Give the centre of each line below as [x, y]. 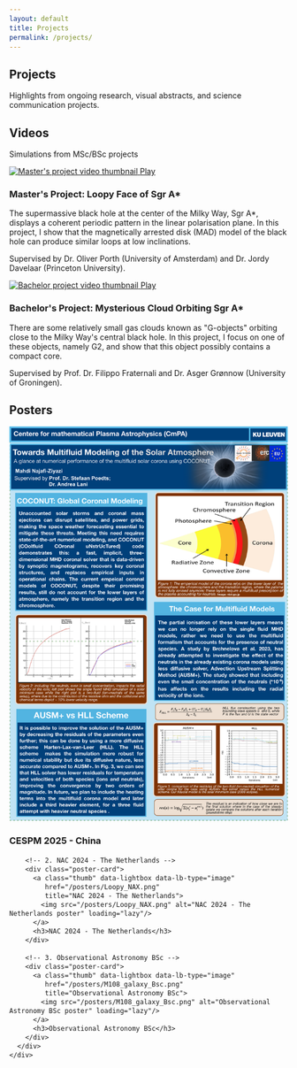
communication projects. [54, 105]
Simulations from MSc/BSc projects [74, 154]
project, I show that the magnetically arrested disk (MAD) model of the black [148, 232]
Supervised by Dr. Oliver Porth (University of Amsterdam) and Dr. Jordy [139, 259]
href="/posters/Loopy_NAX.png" [103, 887]
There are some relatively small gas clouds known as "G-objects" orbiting [144, 327]
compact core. [36, 356]
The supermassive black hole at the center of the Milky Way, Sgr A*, [134, 213]
